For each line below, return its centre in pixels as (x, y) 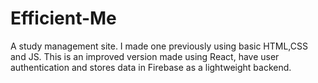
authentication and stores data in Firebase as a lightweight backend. (151, 67)
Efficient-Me (63, 18)
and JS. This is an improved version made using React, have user (145, 56)
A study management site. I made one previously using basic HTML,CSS (159, 46)
